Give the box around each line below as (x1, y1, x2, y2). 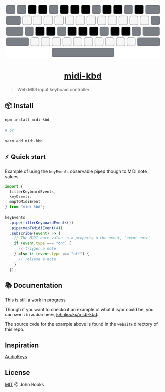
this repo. (5, 326, 25, 332)
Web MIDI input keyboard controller (17, 86, 90, 92)
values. (5, 173, 20, 179)
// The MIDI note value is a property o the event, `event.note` (14, 236, 151, 241)
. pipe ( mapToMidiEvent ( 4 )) (9, 225, 63, 231)
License (5, 368, 30, 377)
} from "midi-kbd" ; (5, 204, 45, 210)
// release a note (18, 256, 56, 262)
